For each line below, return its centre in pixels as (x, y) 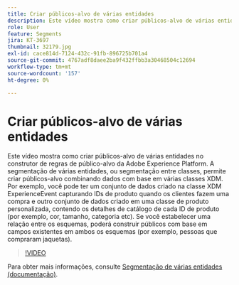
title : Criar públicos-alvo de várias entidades (81, 14)
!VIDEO (35, 253)
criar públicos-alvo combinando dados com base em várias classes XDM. (115, 179)
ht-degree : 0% (28, 80)
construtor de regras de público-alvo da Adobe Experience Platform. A (111, 163)
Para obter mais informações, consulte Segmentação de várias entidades (115, 267)
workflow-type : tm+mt (39, 67)
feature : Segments (34, 34)
